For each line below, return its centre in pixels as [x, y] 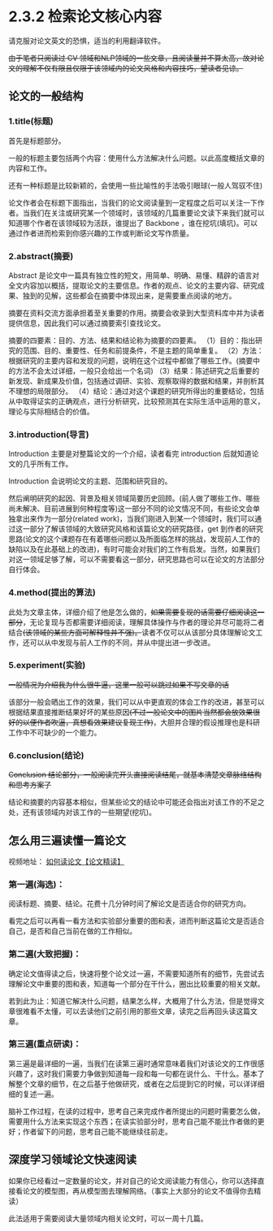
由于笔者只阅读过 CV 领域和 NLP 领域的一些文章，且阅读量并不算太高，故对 [133, 58]
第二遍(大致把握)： [45, 954]
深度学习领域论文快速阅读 [72, 1160]
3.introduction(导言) [49, 434]
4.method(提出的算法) [52, 592]
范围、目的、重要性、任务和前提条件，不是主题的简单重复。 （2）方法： [143, 350]
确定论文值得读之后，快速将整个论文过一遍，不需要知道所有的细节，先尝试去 [136, 973]
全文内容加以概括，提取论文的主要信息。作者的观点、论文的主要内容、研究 [133, 285]
